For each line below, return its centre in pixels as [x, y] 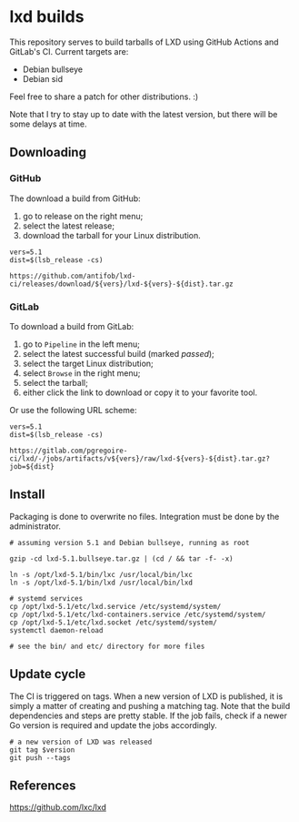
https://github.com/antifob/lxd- [73, 276]
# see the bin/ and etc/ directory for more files [107, 646]
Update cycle [48, 674]
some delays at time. [48, 124]
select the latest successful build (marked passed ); [119, 353]
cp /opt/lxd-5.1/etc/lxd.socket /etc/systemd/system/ [114, 622]
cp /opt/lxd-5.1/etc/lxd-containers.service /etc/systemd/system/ [138, 614]
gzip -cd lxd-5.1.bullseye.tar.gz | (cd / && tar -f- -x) [121, 558]
